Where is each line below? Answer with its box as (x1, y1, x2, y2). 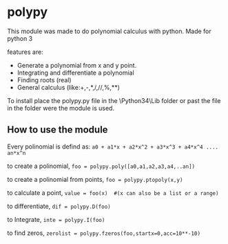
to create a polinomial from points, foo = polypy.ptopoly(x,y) (7, 175, 183, 183)
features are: (7, 48, 43, 56)
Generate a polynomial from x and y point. (17, 61, 137, 69)
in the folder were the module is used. (7, 104, 115, 112)
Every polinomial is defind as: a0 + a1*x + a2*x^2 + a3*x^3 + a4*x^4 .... (7, 142, 219, 151)
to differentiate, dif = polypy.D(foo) (7, 202, 112, 210)
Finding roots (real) (17, 75, 72, 84)
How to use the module (7, 124, 108, 135)
